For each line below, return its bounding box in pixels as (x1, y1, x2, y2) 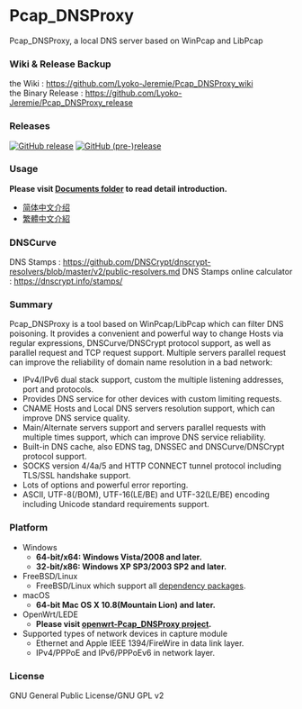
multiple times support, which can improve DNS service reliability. (22, 432, 267, 442)
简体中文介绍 (22, 202, 70, 213)
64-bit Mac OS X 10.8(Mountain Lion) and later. (35, 599, 216, 610)
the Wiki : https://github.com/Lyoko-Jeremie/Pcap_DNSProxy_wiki (9, 78, 253, 89)
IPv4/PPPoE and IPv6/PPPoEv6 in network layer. (35, 647, 216, 658)
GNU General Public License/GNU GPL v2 (9, 690, 164, 701)
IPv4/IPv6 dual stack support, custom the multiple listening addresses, (22, 375, 285, 386)
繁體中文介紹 (22, 213, 70, 223)
